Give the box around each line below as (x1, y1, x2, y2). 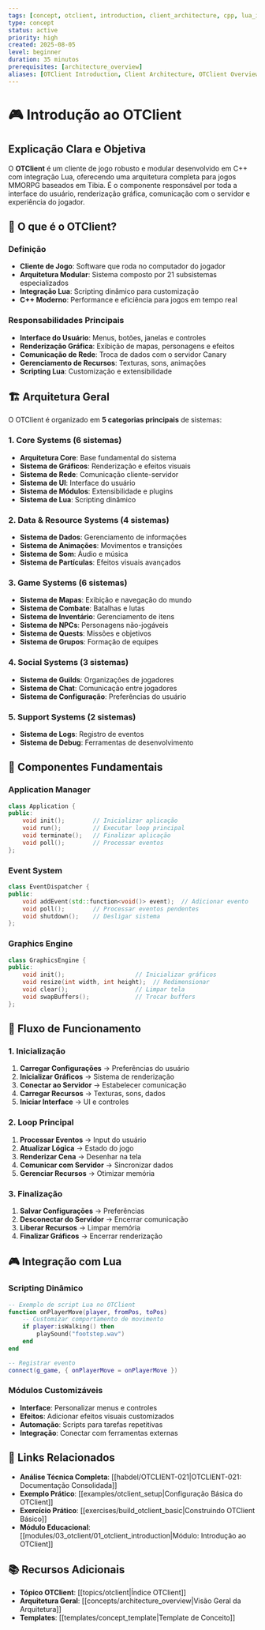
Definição (8, 243, 47, 254)
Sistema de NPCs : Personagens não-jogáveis (19, 621, 169, 630)
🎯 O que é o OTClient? (8, 220, 117, 234)
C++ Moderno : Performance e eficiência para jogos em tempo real (19, 295, 238, 305)
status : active (8, 26, 58, 34)
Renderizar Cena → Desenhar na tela (19, 1151, 142, 1161)
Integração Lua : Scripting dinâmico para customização (19, 287, 200, 296)
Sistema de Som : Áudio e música (19, 550, 129, 559)
